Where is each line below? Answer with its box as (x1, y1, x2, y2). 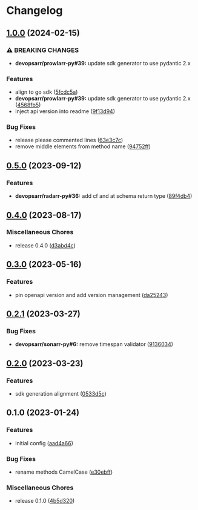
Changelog (6, 4, 63, 18)
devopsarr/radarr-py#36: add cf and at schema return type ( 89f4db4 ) (15, 192, 193, 200)
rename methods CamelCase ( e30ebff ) (15, 468, 113, 476)
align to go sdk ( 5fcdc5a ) (15, 88, 78, 96)
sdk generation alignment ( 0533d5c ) (15, 390, 107, 397)
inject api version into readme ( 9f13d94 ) (15, 108, 116, 115)
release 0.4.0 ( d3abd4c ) (15, 241, 76, 249)
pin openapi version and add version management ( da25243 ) (15, 291, 168, 298)
